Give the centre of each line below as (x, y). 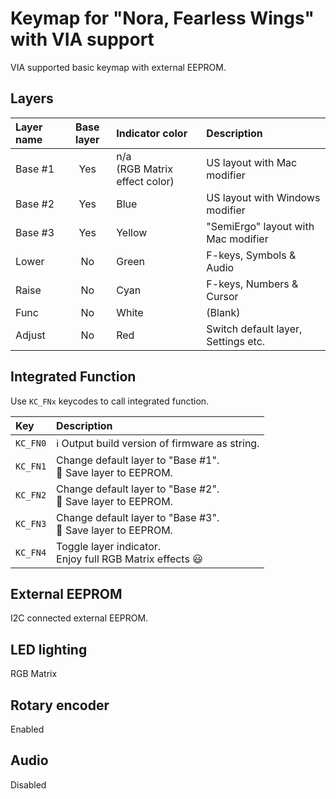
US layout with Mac (252, 162)
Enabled (27, 729)
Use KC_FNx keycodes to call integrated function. (110, 401)
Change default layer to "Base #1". (138, 460)
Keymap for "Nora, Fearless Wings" (162, 18)
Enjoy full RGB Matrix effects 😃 (129, 559)
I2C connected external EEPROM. (79, 618)
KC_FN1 (31, 466)
